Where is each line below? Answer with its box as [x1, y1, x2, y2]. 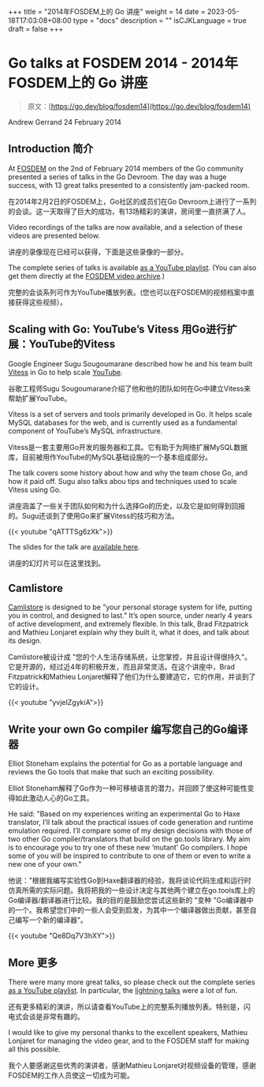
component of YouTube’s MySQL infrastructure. [8, 425, 163, 436]
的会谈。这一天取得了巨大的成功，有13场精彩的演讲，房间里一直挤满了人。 [8, 206, 251, 216]
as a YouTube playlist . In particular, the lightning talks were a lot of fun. [8, 986, 238, 995]
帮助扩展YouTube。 [8, 393, 72, 403]
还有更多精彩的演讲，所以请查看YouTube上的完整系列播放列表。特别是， [8, 1002, 244, 1011]
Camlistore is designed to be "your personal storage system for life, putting [8, 602, 252, 612]
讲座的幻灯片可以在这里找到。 [8, 558, 105, 568]
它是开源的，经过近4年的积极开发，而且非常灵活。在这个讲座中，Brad [8, 662, 235, 672]
